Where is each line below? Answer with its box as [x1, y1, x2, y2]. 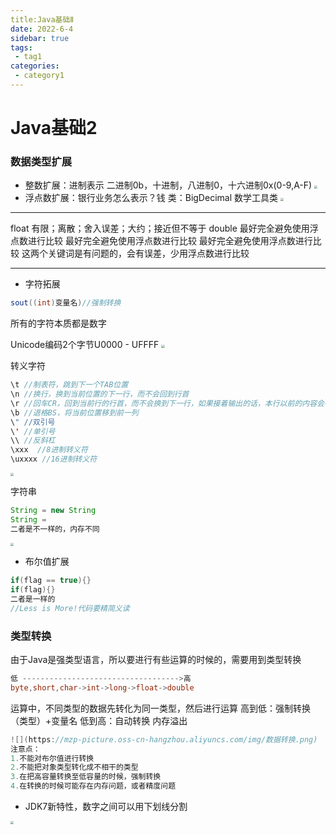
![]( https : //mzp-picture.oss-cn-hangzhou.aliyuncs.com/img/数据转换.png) [10, 734, 318, 745]
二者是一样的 [10, 594, 56, 605]
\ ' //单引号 [10, 426, 56, 436]
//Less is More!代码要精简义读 [10, 603, 130, 613]
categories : [10, 61, 60, 71]
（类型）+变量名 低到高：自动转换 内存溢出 [10, 714, 188, 726]
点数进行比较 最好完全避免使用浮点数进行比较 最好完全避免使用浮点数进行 [10, 235, 313, 247]
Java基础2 [10, 117, 98, 140]
